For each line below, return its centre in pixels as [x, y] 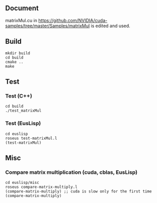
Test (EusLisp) [23, 124]
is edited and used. [111, 26]
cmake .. [14, 62]
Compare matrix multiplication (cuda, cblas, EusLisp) [71, 172]
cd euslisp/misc [22, 183]
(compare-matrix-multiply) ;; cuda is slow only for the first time [78, 191]
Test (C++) [19, 96]
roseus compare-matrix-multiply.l [42, 187]
